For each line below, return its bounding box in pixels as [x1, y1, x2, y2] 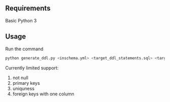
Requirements [5, 4, 51, 13]
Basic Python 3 [5, 17, 37, 23]
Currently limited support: [5, 64, 59, 71]
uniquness [12, 85, 34, 91]
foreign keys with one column [12, 91, 74, 97]
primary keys [12, 80, 40, 86]
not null [12, 75, 29, 81]
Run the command [5, 46, 44, 52]
